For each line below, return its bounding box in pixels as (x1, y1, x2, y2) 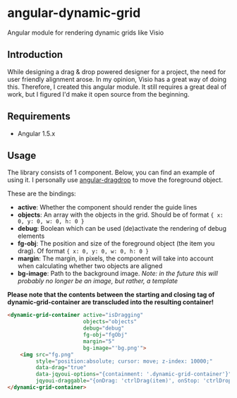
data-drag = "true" (35, 364, 87, 371)
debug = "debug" (83, 325, 125, 332)
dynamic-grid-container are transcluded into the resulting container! (7, 298, 214, 306)
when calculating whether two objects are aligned (17, 262, 163, 270)
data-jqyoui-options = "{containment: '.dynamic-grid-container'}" (35, 370, 232, 378)
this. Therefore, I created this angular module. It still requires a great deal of (7, 83, 227, 91)
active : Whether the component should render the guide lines (17, 203, 197, 212)
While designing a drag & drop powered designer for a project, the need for (7, 67, 226, 76)
